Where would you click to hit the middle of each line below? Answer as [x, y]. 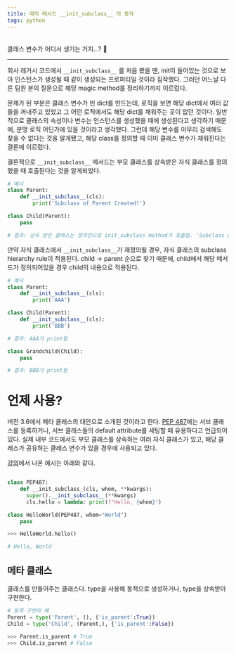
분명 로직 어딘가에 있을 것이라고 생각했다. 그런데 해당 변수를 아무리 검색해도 [119, 129]
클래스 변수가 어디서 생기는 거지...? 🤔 [57, 49]
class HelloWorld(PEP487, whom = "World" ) [67, 515]
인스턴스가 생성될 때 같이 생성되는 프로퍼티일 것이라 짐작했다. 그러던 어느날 [117, 79]
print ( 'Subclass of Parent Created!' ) [89, 204]
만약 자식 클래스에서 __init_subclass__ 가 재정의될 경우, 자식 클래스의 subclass [117, 250]
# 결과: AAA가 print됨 [38, 338]
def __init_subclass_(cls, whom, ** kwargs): [86, 489]
